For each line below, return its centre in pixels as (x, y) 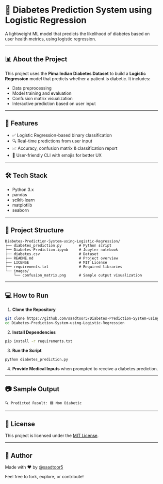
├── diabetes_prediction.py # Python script (58, 246)
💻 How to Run (27, 295)
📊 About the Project (36, 60)
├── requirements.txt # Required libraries (64, 267)
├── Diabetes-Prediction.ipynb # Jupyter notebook (62, 250)
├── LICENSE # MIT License (56, 263)
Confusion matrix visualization (42, 98)
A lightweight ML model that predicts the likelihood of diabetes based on (78, 34)
